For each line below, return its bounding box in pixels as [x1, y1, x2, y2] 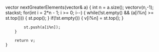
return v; [14, 38, 36, 43]
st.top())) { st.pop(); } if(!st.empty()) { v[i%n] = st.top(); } [5, 15, 124, 21]
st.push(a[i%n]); [24, 25, 61, 30]
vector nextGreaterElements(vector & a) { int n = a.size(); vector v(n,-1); [5, 5, 154, 10]
